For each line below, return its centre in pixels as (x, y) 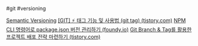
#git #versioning (26, 8)
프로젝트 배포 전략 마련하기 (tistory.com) (53, 37)
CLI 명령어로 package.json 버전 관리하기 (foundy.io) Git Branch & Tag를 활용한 (99, 29)
